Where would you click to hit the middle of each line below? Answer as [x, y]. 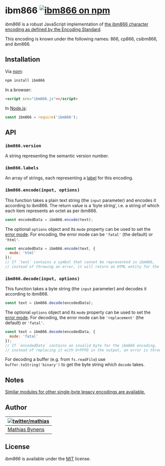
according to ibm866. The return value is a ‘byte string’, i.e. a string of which [82, 205]
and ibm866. [18, 44]
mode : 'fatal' [24, 336]
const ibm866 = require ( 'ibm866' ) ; [41, 117]
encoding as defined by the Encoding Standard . [53, 29]
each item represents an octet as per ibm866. [51, 211]
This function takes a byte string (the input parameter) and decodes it [76, 289]
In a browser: [18, 90]
